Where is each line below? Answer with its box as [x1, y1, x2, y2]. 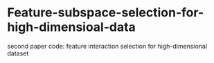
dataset [7, 49, 29, 58]
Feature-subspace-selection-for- [7, 5, 204, 21]
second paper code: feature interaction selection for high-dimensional [7, 42, 208, 50]
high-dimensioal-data [7, 19, 136, 35]
